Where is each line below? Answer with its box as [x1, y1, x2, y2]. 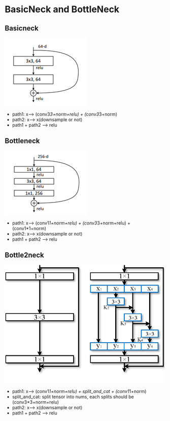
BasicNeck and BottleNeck [5, 4, 120, 15]
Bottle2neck [5, 251, 44, 260]
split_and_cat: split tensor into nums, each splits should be [12, 394, 134, 400]
